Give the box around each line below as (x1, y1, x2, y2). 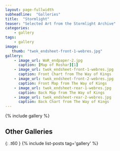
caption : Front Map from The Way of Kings (18, 81, 107, 86)
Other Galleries (5, 127, 53, 136)
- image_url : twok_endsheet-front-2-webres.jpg (14, 76, 114, 81)
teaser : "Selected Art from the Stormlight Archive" (5, 21, 116, 26)
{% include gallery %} (5, 113, 50, 119)
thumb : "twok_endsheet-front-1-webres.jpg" (11, 49, 103, 53)
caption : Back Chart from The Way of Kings (18, 100, 110, 104)
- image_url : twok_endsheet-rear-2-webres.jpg (14, 95, 112, 100)
